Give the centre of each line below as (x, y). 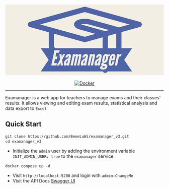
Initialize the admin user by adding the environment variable (74, 151)
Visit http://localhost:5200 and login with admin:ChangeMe (73, 175)
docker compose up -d (28, 166)
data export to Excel (26, 108)
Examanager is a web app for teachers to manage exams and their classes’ (83, 98)
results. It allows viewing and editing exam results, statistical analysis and (81, 103)
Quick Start (23, 124)
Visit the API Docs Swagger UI (44, 180)
